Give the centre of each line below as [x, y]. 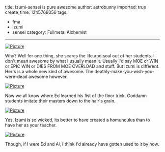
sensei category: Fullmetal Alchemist [49, 32]
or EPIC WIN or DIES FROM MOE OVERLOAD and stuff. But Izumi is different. [82, 66]
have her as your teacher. [31, 125]
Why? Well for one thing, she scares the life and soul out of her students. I [80, 56]
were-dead [16, 76]
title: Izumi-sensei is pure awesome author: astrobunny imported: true [76, 7]
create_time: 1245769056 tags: [36, 12]
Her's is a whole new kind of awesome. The [49, 71]
